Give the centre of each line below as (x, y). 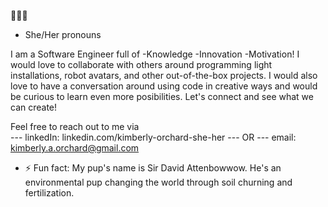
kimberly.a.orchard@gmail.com (75, 148)
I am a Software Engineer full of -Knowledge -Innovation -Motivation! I (155, 54)
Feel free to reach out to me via (75, 126)
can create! (34, 107)
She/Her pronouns (63, 34)
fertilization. (49, 193)
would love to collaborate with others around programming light (141, 64)
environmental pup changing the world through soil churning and (158, 182)
